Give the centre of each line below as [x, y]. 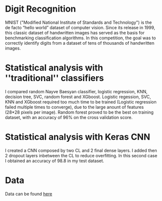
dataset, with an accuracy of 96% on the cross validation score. [69, 117]
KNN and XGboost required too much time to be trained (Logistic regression [81, 102]
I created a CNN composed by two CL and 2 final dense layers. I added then [81, 150]
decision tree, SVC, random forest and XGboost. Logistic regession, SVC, [78, 97]
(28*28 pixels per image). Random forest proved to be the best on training [79, 112]
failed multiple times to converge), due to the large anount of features [74, 107]
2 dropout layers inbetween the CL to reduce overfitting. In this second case [81, 155]
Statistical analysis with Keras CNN [78, 137]
